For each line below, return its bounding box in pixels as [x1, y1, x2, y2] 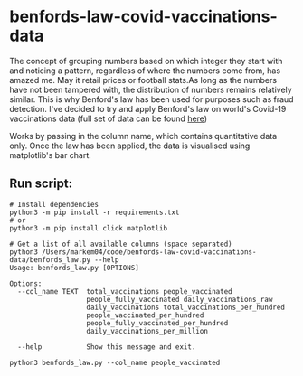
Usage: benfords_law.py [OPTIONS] [9, 263, 140, 272]
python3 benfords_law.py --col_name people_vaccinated [9, 358, 221, 367]
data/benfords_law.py [9, 255, 91, 264]
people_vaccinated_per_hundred [86, 310, 204, 320]
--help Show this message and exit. [17, 342, 196, 352]
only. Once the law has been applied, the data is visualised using [9, 140, 251, 151]
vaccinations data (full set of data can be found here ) [9, 113, 208, 124]
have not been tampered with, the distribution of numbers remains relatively [9, 84, 292, 95]
